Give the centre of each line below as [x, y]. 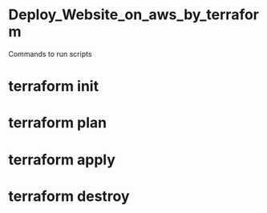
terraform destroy [69, 196]
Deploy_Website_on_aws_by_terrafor [133, 15]
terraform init [53, 86]
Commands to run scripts [50, 54]
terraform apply [62, 160]
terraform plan [57, 123]
